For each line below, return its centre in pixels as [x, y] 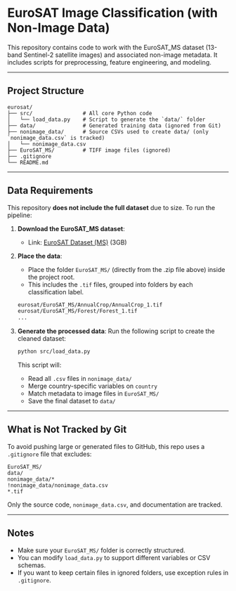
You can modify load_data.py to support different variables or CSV [114, 557]
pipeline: [20, 215]
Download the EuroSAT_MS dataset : [71, 228]
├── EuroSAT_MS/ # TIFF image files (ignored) [89, 150]
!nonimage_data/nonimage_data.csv [58, 485]
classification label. [56, 292]
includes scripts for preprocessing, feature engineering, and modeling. [110, 62]
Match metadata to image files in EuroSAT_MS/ [93, 394]
